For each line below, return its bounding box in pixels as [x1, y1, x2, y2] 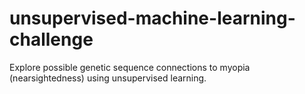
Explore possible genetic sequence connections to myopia [9, 61, 251, 73]
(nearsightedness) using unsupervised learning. [9, 72, 207, 84]
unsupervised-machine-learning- [9, 7, 296, 30]
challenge [9, 28, 94, 51]
